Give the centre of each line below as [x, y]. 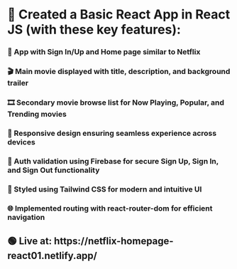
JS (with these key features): [94, 30]
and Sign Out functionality [54, 170]
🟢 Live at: [30, 241]
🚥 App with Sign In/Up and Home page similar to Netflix [104, 52]
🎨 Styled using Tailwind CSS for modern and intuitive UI [105, 189]
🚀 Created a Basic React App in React [119, 15]
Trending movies [37, 114]
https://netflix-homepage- [114, 241]
